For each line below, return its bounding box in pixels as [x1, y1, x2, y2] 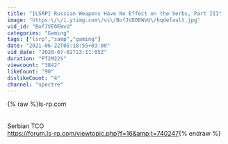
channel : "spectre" [7, 81, 64, 88]
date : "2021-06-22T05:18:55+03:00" [7, 42, 111, 49]
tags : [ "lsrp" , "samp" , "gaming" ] [7, 36, 101, 43]
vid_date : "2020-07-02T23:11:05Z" [7, 49, 108, 56]
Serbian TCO [7, 122, 44, 130]
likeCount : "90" [7, 68, 54, 75]
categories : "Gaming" [7, 29, 70, 37]
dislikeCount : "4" [7, 74, 60, 82]
